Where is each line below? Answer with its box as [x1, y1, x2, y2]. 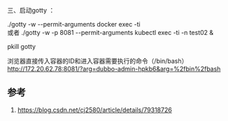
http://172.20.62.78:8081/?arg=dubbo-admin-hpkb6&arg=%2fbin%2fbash [7, 65, 221, 73]
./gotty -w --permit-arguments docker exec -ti [7, 20, 141, 28]
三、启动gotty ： [7, 6, 55, 14]
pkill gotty [7, 43, 36, 50]
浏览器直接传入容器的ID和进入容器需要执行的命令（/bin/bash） [7, 57, 188, 65]
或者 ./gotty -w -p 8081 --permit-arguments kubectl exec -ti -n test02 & [7, 29, 214, 36]
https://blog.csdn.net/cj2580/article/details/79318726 [17, 106, 173, 114]
